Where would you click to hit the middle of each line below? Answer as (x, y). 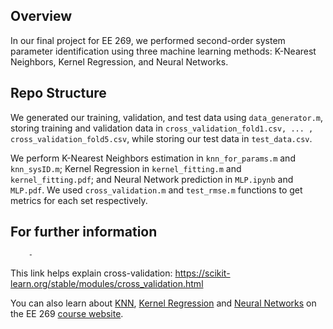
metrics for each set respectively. (79, 200)
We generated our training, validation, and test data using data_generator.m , (167, 117)
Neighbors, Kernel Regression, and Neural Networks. (119, 61)
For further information (84, 232)
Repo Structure (58, 93)
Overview (41, 16)
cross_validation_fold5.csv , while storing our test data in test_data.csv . (161, 138)
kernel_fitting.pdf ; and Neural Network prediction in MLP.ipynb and (152, 179)
